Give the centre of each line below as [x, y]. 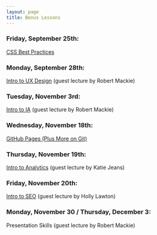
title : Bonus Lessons [34, 18]
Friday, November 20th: [42, 183]
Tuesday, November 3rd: [43, 96]
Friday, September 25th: [43, 39]
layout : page [23, 12]
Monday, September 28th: [46, 67]
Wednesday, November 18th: [50, 125]
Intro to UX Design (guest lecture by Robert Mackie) [71, 81]
